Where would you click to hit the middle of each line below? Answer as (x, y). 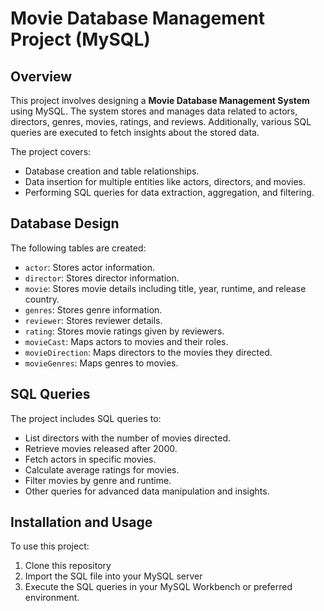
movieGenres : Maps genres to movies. (101, 363)
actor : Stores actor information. (89, 267)
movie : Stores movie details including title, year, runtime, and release (165, 288)
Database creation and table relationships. (112, 171)
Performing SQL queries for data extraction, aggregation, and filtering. (169, 192)
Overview (41, 76)
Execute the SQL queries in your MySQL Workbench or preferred (158, 587)
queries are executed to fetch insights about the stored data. (135, 132)
